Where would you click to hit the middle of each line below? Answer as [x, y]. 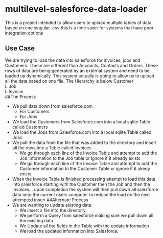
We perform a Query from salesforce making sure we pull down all [86, 215]
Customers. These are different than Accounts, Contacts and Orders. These [81, 65]
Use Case [20, 48]
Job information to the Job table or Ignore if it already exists [80, 158]
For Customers [35, 111]
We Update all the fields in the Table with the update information [84, 226]
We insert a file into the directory [52, 210]
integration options [24, 33]
